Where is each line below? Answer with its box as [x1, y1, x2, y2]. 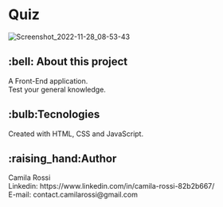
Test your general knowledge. [8, 84, 106, 94]
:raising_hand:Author [8, 151, 117, 165]
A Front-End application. [8, 76, 88, 85]
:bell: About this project [8, 55, 128, 68]
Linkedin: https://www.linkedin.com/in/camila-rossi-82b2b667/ [8, 182, 215, 191]
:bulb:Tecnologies [8, 107, 100, 121]
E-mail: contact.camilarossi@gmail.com [8, 189, 138, 200]
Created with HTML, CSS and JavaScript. [8, 129, 144, 139]
